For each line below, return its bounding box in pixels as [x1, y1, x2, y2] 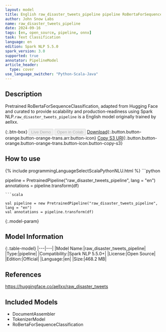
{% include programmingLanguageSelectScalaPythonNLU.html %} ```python [5, 168, 161, 174]
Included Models [5, 298, 58, 306]
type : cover [9, 67, 35, 72]
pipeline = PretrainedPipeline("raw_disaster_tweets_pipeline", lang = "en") [5, 177, 156, 183]
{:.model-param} [5, 218, 40, 224]
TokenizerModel [12, 316, 45, 322]
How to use [5, 154, 41, 163]
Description [5, 90, 42, 98]
